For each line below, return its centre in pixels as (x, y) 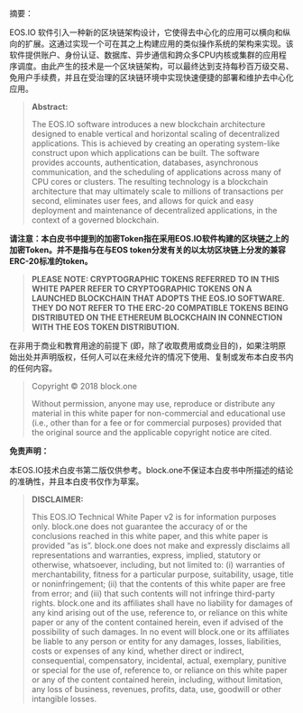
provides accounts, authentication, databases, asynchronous (145, 162)
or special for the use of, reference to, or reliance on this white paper (159, 670)
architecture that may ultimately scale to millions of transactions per (157, 191)
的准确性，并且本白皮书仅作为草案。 (77, 481)
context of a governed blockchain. (95, 220)
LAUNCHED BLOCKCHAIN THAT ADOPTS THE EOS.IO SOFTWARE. (158, 298)
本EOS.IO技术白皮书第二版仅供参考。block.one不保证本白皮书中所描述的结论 (151, 470)
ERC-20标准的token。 (51, 261)
